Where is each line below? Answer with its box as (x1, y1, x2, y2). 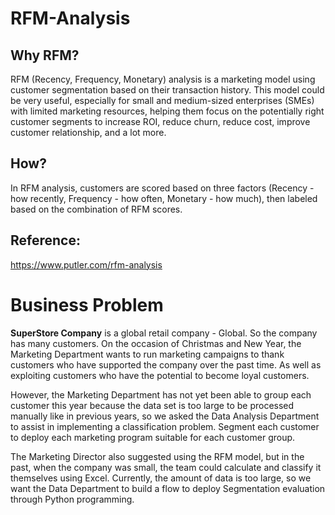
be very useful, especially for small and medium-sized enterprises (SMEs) (10, 95, 315, 106)
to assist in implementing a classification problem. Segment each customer (10, 420, 320, 432)
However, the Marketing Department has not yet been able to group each (10, 388, 312, 401)
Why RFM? (10, 47, 80, 64)
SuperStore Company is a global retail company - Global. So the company (10, 327, 318, 339)
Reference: (10, 232, 81, 249)
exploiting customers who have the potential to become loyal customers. (10, 369, 310, 381)
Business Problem (10, 293, 164, 316)
